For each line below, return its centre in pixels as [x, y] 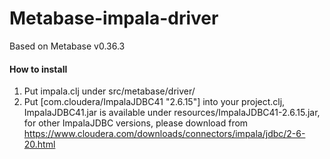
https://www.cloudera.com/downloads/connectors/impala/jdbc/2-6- [164, 134]
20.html [39, 144]
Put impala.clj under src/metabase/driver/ [109, 91]
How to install [38, 69]
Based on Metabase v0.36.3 [67, 46]
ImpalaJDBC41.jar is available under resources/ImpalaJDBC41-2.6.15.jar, [172, 113]
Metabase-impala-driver [114, 18]
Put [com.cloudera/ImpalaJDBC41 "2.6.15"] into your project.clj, [154, 102]
